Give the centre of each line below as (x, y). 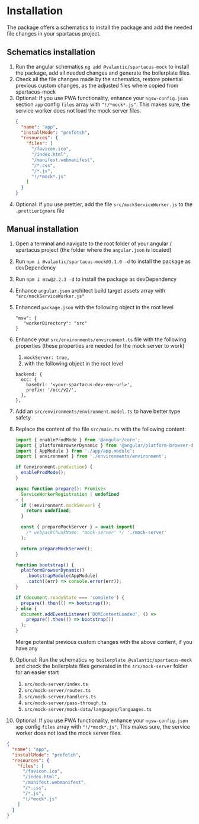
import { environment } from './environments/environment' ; (91, 456)
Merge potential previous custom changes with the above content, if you (104, 642)
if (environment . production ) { (54, 467)
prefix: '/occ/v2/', (52, 390)
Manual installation (43, 229)
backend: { (29, 374)
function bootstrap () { (45, 565)
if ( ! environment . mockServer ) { (61, 505)
